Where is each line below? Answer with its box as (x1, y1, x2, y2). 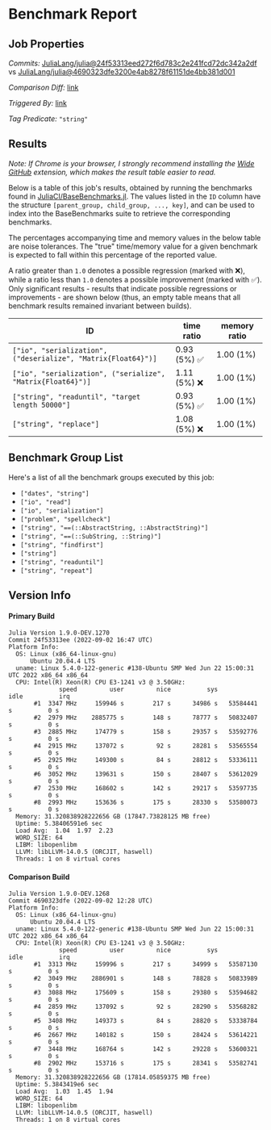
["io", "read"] (19, 498, 72, 506)
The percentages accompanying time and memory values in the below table (8, 232, 261, 242)
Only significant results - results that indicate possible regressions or (8, 283, 237, 293)
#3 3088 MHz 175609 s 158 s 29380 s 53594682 (33, 989, 258, 997)
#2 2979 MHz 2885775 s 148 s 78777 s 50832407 (33, 714, 258, 722)
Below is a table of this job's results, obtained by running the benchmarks (8, 182, 252, 192)
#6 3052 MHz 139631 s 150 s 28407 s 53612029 (33, 770, 258, 779)
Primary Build (8, 611, 55, 621)
